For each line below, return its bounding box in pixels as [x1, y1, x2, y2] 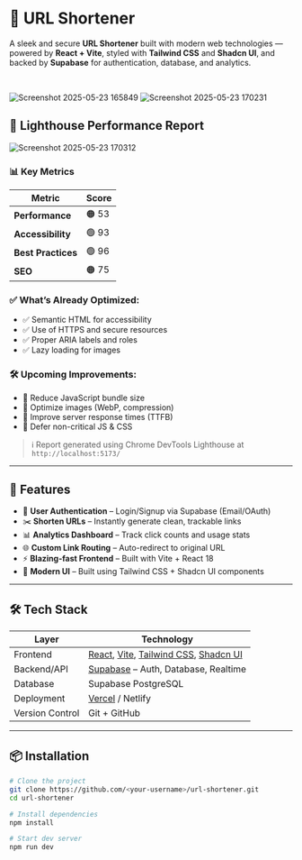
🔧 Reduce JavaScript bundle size [22, 392, 146, 403]
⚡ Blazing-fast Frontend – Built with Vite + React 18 [22, 554, 214, 564]
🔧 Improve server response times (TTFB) [22, 411, 173, 422]
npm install [9, 818, 54, 828]
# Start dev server [9, 834, 83, 844]
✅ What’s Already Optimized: [9, 293, 140, 306]
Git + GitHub [88, 707, 141, 719]
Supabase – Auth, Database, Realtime [88, 663, 247, 675]
